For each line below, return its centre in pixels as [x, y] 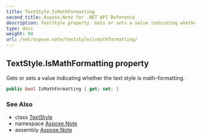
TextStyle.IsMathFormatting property [78, 64]
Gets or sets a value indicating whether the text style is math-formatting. [95, 78]
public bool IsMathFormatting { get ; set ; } [63, 89]
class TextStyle [33, 117]
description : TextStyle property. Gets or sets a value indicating [92, 23]
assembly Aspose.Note [43, 129]
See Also [19, 104]
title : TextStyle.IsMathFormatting [51, 12]
